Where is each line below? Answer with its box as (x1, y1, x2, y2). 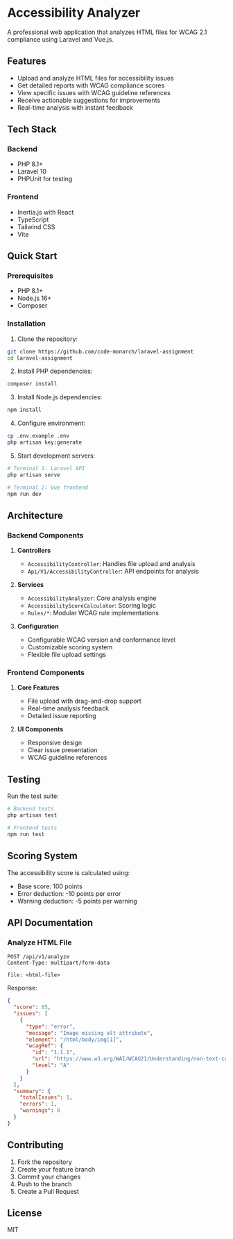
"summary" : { (13, 1088, 51, 1095)
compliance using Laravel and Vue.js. (7, 35, 114, 43)
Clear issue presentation (27, 746, 98, 754)
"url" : (32, 1056, 51, 1063)
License (7, 1207, 42, 1219)
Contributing (7, 1139, 64, 1151)
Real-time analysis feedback (27, 704, 110, 713)
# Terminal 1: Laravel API (7, 465, 85, 472)
